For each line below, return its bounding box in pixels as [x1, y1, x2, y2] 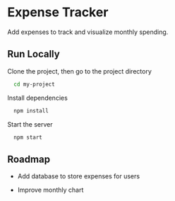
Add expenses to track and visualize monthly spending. [7, 28, 169, 36]
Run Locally [7, 48, 60, 60]
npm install [13, 107, 49, 114]
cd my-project [13, 81, 55, 88]
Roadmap [7, 153, 51, 165]
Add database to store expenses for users [17, 172, 140, 180]
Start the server [7, 120, 53, 128]
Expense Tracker [7, 4, 109, 21]
